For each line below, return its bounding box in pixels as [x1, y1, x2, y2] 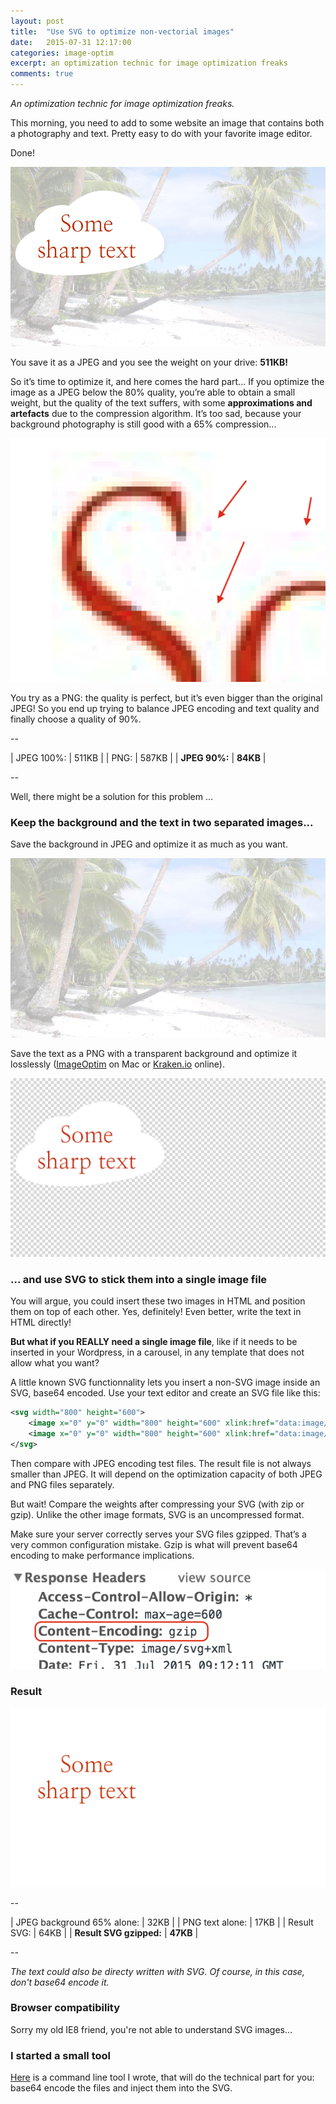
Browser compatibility [10, 2001, 121, 2015]
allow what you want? [10, 1357, 100, 1369]
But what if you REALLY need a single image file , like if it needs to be [10, 1336, 298, 1348]
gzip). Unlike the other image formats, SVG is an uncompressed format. [10, 1508, 305, 1520]
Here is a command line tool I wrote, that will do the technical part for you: [10, 2071, 315, 2084]
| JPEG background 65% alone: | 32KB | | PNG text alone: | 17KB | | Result [10, 1916, 314, 1928]
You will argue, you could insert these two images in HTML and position [10, 1295, 306, 1307]
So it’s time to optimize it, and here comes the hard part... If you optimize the [10, 375, 325, 387]
